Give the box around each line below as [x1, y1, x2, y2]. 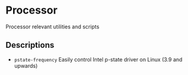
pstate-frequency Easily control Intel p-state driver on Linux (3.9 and [14, 56, 183, 63]
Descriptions [5, 40, 55, 50]
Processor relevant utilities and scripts [5, 23, 99, 30]
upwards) [14, 62, 38, 69]
